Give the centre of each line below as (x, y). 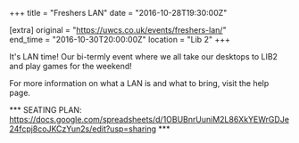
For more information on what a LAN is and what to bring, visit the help (139, 83)
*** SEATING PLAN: (46, 110)
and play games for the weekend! (71, 66)
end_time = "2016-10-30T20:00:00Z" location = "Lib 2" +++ (120, 40)
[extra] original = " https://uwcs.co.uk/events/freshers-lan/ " (118, 30)
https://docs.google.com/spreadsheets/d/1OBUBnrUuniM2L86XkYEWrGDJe (149, 119)
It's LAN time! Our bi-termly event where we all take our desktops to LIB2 (144, 56)
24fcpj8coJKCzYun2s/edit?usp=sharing (83, 129)
